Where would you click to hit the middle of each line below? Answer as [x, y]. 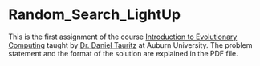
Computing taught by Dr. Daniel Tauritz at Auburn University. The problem [130, 45]
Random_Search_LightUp [95, 15]
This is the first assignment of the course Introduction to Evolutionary [123, 37]
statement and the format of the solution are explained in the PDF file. [123, 53]
